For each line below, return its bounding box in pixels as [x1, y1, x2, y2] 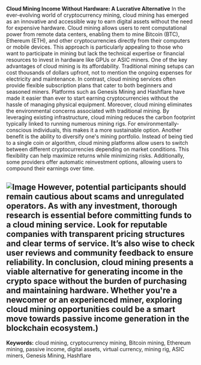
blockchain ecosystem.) [6, 323, 99, 333]
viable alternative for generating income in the [6, 267, 183, 277]
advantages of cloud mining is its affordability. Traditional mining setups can [6, 63, 194, 70]
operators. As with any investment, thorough [6, 201, 178, 211]
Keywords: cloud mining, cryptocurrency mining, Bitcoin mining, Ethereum [6, 339, 191, 346]
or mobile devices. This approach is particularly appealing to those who [6, 43, 184, 51]
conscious [6, 126, 32, 133]
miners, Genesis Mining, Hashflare [6, 352, 91, 359]
